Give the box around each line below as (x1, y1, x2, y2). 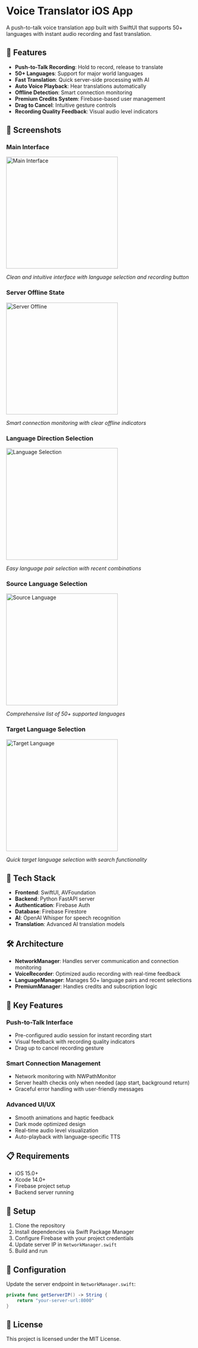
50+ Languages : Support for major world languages (14, 70, 143, 77)
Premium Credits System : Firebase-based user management (14, 95, 165, 102)
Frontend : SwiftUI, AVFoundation (14, 889, 96, 896)
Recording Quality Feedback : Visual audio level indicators (14, 107, 158, 115)
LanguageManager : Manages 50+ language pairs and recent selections (14, 977, 192, 984)
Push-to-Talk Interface (6, 1018, 73, 1026)
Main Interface (6, 143, 49, 152)
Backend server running (14, 1189, 74, 1196)
